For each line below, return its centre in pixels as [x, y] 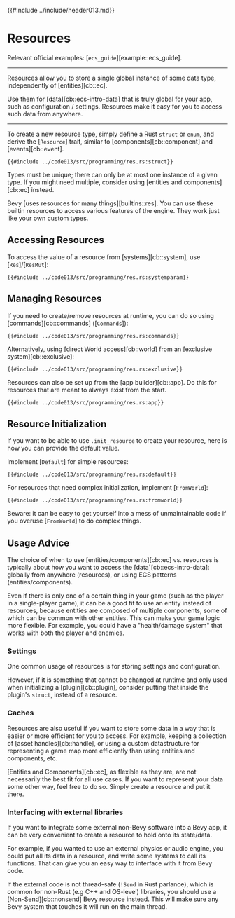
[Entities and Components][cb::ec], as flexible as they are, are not [102, 772]
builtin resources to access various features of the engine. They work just [113, 210]
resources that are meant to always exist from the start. [87, 390]
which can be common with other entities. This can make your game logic [114, 618]
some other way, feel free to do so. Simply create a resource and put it [109, 786]
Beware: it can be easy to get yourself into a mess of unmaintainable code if [117, 514]
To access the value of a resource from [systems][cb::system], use [104, 257]
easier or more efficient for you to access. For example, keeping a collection [117, 736]
